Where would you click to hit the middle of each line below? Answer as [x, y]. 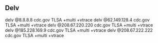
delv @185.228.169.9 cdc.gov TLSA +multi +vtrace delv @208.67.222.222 [79, 30]
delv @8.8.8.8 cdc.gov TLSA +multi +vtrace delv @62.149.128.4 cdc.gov [77, 20]
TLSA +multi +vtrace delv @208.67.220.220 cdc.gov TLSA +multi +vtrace [79, 25]
